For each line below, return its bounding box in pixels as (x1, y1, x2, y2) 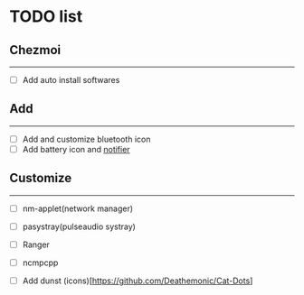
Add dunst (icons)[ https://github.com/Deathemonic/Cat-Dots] (22, 275, 253, 286)
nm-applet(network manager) (22, 203, 134, 214)
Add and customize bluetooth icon (22, 134, 151, 144)
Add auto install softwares (22, 75, 120, 85)
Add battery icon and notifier (22, 143, 130, 154)
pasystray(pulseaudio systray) (22, 221, 136, 232)
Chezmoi (9, 42, 62, 58)
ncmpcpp (22, 257, 59, 268)
